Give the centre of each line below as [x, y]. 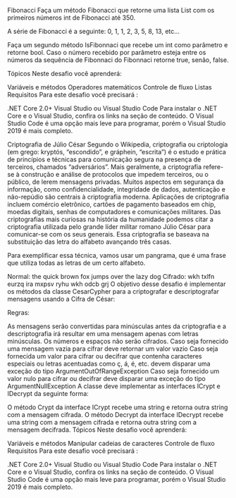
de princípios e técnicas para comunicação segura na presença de [104, 159]
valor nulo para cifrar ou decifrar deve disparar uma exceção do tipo [106, 379]
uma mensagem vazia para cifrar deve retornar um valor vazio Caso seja [113, 349]
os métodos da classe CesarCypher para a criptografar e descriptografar [113, 291]
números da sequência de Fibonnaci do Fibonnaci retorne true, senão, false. [118, 60]
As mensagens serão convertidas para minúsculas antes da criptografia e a [117, 326]
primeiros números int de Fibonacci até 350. [72, 18]
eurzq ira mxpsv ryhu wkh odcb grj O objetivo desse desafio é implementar [117, 284]
